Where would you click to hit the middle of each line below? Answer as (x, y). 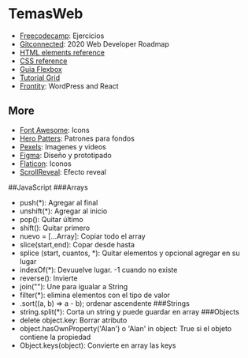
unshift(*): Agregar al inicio (63, 211)
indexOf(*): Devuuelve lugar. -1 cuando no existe (98, 269)
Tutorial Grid (40, 77)
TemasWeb (46, 14)
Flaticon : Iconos (46, 164)
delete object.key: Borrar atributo (73, 320)
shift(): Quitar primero (55, 228)
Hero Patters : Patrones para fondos (77, 138)
